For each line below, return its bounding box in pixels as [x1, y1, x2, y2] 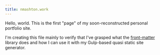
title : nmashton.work [5, 7, 49, 12]
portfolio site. [5, 25, 31, 31]
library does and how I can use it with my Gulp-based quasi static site [5, 39, 144, 45]
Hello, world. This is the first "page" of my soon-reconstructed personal [5, 20, 148, 26]
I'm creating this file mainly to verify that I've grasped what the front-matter [5, 34, 155, 40]
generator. [5, 44, 26, 50]
